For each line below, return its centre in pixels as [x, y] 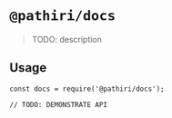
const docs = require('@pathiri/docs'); [87, 89]
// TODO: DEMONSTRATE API [58, 104]
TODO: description [67, 39]
